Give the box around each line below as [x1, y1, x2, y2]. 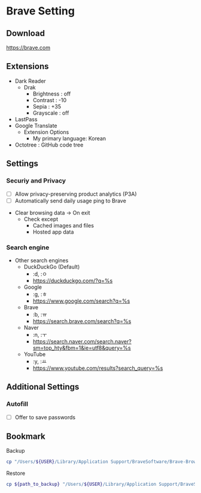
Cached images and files [32, 222, 95, 229]
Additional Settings [6, 382, 80, 392]
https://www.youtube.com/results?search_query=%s [32, 364, 163, 372]
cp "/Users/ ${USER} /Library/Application [6, 459, 109, 465]
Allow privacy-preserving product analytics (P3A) [14, 190, 137, 198]
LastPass [14, 115, 38, 122]
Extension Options [23, 128, 69, 136]
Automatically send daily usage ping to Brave [14, 197, 127, 204]
